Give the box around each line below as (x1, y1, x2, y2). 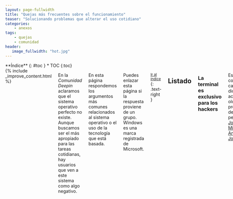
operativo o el (88, 120, 117, 126)
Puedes (123, 72, 139, 78)
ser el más (58, 130, 80, 136)
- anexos (14, 26, 32, 31)
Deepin (58, 82, 73, 88)
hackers (198, 106, 218, 113)
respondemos (88, 82, 117, 88)
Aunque (58, 120, 75, 126)
